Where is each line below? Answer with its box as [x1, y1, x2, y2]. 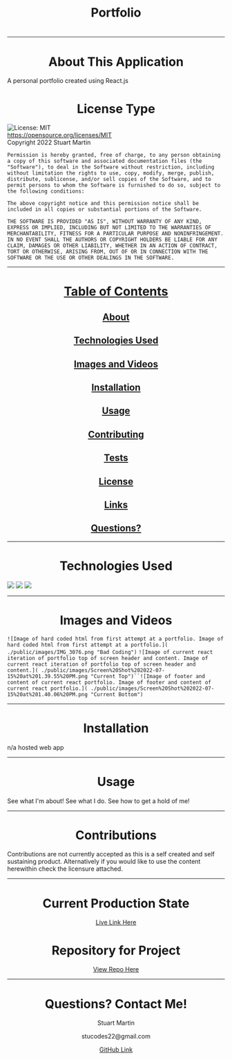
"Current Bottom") [90, 691, 144, 698]
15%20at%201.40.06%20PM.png [7, 691, 88, 698]
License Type [77, 101, 155, 117]
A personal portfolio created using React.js [7, 77, 129, 85]
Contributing [88, 428, 144, 440]
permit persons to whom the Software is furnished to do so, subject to [7, 182, 221, 189]
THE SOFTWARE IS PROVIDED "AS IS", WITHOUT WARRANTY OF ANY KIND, [7, 218, 202, 225]
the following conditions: [7, 188, 85, 195]
